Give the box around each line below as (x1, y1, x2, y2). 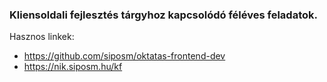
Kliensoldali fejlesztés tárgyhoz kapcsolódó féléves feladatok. (9, 8, 318, 22)
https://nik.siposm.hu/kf (23, 61, 123, 73)
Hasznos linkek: (9, 31, 75, 43)
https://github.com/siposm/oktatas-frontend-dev (23, 50, 226, 62)
